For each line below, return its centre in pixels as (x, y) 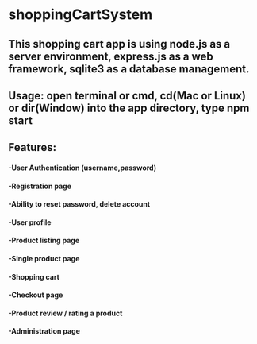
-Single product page (44, 258)
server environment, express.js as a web (111, 56)
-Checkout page (36, 295)
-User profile (30, 222)
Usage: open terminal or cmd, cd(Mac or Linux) (127, 96)
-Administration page (44, 331)
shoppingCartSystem (81, 15)
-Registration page (40, 186)
